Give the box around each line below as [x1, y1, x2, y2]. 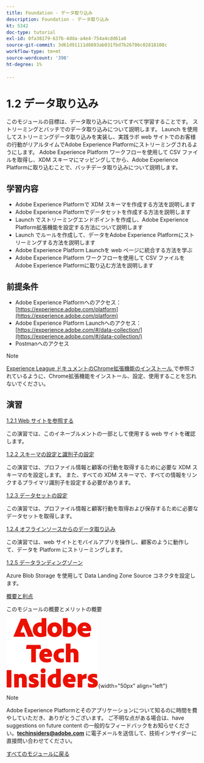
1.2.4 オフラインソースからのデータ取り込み [6, 525, 116, 532]
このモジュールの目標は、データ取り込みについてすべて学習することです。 [6, 118, 192, 125]
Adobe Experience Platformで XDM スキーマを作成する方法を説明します [15, 201, 196, 208]
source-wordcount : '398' [6, 55, 69, 61]
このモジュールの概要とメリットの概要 [6, 605, 102, 613]
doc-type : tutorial [6, 29, 56, 35]
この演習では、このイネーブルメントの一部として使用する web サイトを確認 [6, 430, 196, 437]
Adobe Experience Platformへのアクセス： [15, 299, 122, 306]
